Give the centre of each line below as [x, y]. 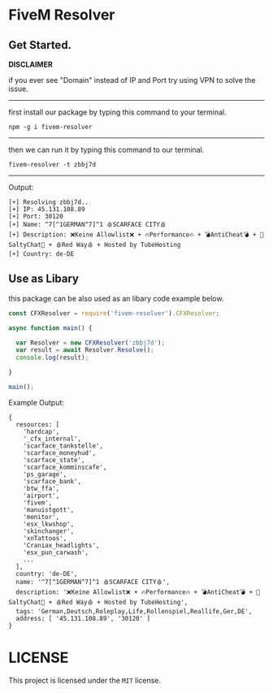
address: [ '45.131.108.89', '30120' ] [83, 618]
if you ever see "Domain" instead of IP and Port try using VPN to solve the [132, 80]
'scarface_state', [54, 460]
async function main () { [50, 328]
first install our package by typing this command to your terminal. [117, 112]
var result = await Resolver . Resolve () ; [85, 350]
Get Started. [40, 45]
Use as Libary [44, 279]
